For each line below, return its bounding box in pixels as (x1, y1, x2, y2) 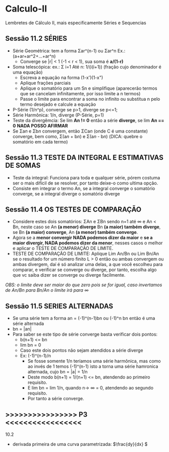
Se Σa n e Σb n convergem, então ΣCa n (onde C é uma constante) (12, 128, 148, 134)
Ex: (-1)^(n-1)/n (20, 353, 51, 359)
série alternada (12, 320, 44, 327)
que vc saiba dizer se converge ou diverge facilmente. (12, 272, 126, 278)
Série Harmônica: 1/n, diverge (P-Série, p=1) (12, 112, 104, 118)
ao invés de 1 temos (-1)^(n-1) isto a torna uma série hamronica (27, 363, 158, 369)
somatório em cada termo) (12, 139, 68, 145)
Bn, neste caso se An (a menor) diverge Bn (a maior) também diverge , (12, 224, 161, 230)
